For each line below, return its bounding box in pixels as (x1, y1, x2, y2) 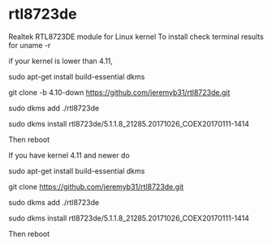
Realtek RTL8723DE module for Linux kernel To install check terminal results (8, 32, 264, 41)
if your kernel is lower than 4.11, (8, 56, 114, 66)
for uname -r (8, 40, 51, 49)
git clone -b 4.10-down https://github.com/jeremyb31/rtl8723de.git (8, 87, 231, 97)
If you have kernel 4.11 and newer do (8, 150, 130, 160)
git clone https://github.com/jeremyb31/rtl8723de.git (8, 182, 184, 191)
